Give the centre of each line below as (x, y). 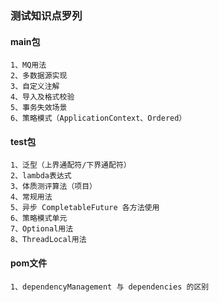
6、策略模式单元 (39, 218)
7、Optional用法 (42, 229)
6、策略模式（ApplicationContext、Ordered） (98, 118)
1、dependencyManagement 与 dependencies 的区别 (110, 287)
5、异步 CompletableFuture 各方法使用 (85, 208)
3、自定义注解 (35, 87)
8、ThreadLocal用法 (48, 240)
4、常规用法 (31, 197)
